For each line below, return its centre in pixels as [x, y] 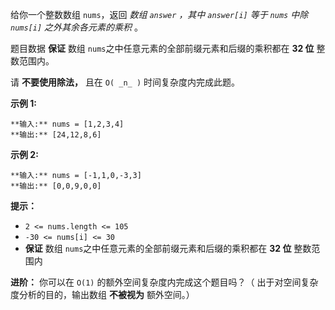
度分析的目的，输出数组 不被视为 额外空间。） [102, 294]
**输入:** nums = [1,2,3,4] [67, 124]
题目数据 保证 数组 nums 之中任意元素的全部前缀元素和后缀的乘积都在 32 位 [162, 48]
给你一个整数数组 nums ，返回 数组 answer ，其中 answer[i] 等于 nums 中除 [159, 14]
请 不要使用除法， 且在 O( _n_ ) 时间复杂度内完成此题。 [125, 82]
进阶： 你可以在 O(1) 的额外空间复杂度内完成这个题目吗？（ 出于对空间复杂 [164, 282]
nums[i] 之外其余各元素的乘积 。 [76, 27]
